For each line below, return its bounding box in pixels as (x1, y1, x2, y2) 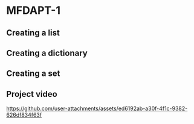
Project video (6, 88, 57, 99)
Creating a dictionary (6, 48, 88, 58)
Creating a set (6, 69, 60, 79)
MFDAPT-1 (6, 4, 61, 17)
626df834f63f (6, 111, 42, 119)
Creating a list (6, 28, 60, 38)
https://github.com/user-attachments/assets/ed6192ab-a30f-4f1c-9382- (6, 105, 188, 112)
